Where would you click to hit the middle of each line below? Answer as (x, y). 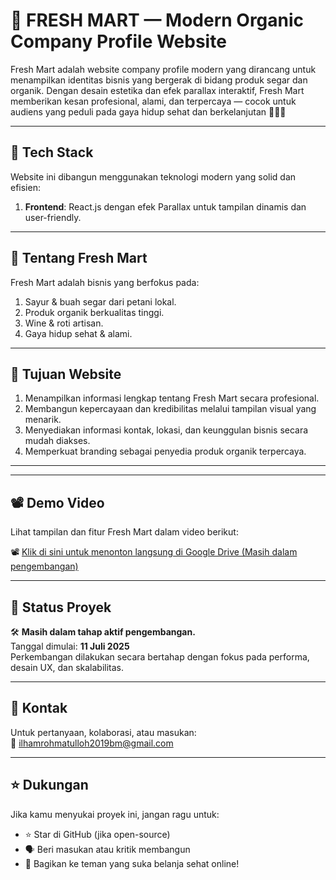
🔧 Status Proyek (61, 607)
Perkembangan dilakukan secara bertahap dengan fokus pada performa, (160, 657)
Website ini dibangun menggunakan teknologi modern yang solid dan (153, 176)
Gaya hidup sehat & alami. (78, 333)
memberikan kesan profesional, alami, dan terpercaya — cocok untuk (153, 101)
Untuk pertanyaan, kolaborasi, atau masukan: (103, 732)
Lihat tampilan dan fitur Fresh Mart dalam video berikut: (124, 532)
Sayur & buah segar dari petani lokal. (100, 301)
